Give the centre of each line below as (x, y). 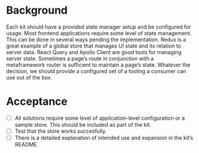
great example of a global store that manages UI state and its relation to (94, 46)
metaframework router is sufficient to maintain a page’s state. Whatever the (98, 65)
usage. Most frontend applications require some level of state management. (99, 33)
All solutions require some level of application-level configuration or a (100, 118)
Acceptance (37, 102)
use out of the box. (29, 77)
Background (37, 10)
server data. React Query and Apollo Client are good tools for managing (94, 52)
